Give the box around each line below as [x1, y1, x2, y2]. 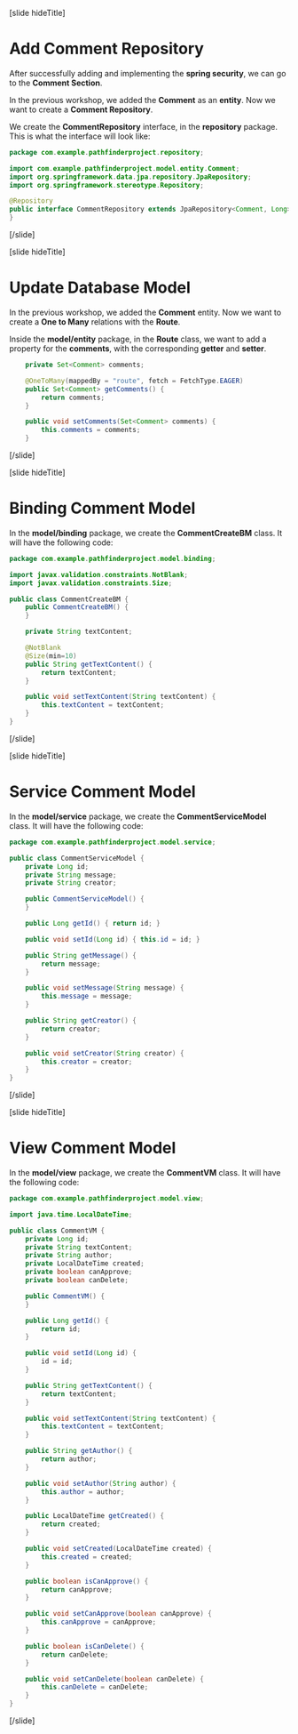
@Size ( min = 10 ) [25, 651, 77, 661]
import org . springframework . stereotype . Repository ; [9, 181, 204, 189]
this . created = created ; [41, 1552, 133, 1561]
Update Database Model [9, 277, 191, 298]
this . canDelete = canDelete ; [41, 1682, 149, 1692]
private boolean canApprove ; [25, 1267, 133, 1277]
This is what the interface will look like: [9, 131, 151, 141]
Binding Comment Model [9, 498, 196, 518]
